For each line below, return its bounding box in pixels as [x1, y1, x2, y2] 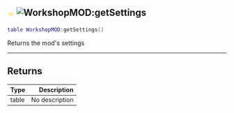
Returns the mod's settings [7, 39, 85, 47]
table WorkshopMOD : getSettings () [7, 26, 104, 33]
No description [31, 96, 74, 104]
